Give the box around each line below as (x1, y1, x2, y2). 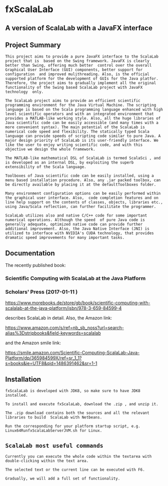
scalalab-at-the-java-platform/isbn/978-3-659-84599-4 (5, 305, 122, 311)
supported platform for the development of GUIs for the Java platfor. (5, 76, 158, 81)
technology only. (5, 89, 44, 94)
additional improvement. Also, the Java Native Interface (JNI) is (5, 226, 150, 232)
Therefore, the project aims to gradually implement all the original (5, 81, 156, 86)
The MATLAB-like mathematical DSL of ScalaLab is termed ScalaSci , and (5, 155, 161, 161)
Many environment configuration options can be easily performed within (5, 191, 161, 196)
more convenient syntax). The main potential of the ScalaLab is (5, 125, 145, 130)
